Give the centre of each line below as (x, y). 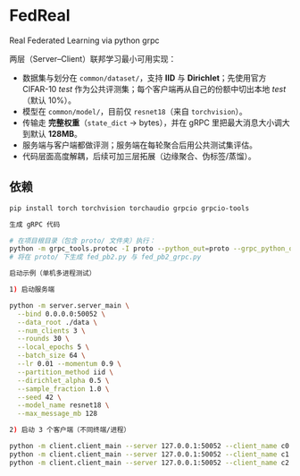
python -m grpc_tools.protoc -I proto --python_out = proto (119, 249)
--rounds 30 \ (43, 339)
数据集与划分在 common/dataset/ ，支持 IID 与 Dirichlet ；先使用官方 (144, 78)
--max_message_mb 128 (58, 414)
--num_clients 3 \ (52, 331)
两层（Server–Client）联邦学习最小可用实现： (93, 58)
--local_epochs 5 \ (54, 347)
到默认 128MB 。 (52, 133)
